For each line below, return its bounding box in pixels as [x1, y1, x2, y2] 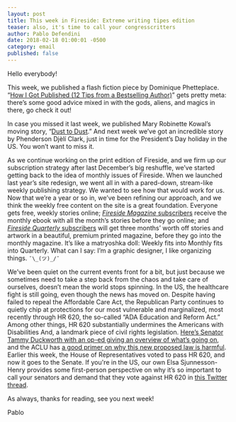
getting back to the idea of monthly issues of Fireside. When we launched [7, 171, 223, 179]
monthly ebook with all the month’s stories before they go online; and [7, 216, 209, 224]
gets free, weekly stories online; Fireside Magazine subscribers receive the [7, 209, 227, 217]
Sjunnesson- [180, 357, 218, 366]
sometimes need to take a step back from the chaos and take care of [7, 274, 209, 284]
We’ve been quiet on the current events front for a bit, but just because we [7, 267, 225, 276]
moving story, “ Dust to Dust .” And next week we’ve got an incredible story [7, 127, 224, 135]
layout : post [7, 10, 46, 18]
